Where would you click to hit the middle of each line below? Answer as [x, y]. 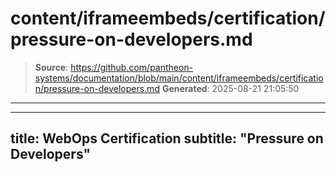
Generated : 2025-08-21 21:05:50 [230, 88]
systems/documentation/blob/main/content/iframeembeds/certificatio [179, 78]
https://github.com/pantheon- [132, 67]
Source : [51, 67]
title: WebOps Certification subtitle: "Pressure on [167, 138]
